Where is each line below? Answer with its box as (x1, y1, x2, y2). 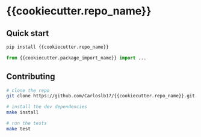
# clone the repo (6, 87, 50, 94)
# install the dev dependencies (6, 104, 87, 110)
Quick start (6, 28, 49, 38)
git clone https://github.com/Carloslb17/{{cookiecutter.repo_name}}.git (6, 93, 196, 99)
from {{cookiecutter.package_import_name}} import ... (6, 55, 147, 61)
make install (6, 109, 39, 115)
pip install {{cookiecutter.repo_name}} (6, 44, 110, 50)
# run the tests (6, 120, 47, 127)
